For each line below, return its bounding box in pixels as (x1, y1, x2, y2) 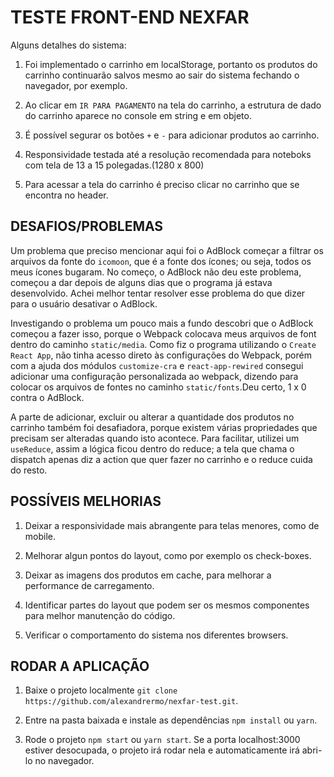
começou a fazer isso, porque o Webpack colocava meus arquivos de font (10, 327, 317, 340)
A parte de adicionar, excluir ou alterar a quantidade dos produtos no (10, 411, 295, 423)
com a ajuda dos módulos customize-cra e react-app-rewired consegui (10, 359, 304, 371)
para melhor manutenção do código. (24, 609, 176, 621)
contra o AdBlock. (10, 391, 85, 403)
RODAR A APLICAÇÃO (10, 657, 150, 675)
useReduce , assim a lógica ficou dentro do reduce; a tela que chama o (10, 442, 295, 455)
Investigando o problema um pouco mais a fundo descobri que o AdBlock (10, 317, 314, 329)
